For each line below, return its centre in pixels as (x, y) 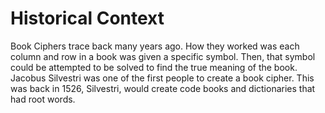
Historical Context (87, 18)
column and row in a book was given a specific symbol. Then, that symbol (163, 56)
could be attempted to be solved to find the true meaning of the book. (154, 67)
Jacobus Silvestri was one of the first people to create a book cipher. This (162, 78)
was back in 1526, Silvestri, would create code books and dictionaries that (163, 88)
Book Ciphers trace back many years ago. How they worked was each (155, 46)
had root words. (43, 99)
